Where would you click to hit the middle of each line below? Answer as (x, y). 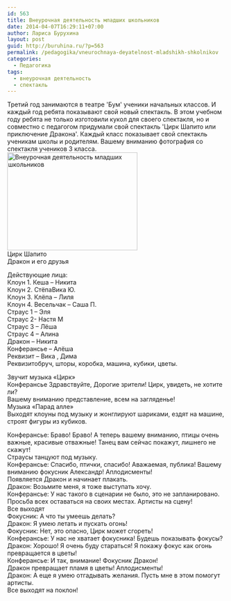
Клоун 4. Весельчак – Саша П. (52, 305)
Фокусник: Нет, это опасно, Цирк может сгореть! (80, 531)
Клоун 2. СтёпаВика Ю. (42, 290)
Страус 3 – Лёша (32, 327)
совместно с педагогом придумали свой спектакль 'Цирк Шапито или (112, 127)
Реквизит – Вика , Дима (42, 356)
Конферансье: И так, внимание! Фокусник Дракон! (83, 561)
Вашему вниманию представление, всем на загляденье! (91, 399)
